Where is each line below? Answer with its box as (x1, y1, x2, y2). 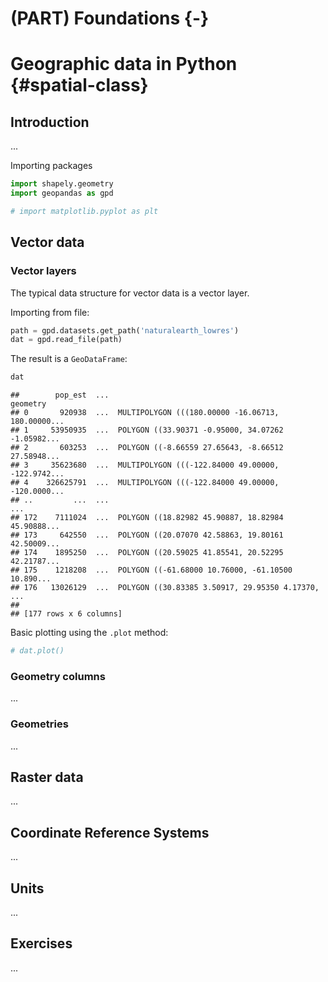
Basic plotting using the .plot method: (10, 627, 169, 639)
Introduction (10, 113, 90, 131)
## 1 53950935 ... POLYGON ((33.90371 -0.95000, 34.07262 (10, 425, 284, 436)
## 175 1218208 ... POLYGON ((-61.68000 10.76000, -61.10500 (10, 565, 293, 576)
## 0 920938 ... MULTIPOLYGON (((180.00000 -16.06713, (10, 408, 280, 418)
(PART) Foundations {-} (10, 7, 210, 30)
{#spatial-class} (10, 74, 149, 97)
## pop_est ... (10, 390, 110, 401)
